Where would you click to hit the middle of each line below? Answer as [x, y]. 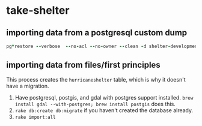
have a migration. [28, 86]
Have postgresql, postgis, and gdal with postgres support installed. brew [104, 97]
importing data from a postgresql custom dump [97, 33]
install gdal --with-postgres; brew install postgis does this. [95, 104]
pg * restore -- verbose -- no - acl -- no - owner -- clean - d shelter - [88, 46]
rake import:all [35, 117]
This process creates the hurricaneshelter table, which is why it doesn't [96, 79]
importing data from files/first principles [83, 65]
